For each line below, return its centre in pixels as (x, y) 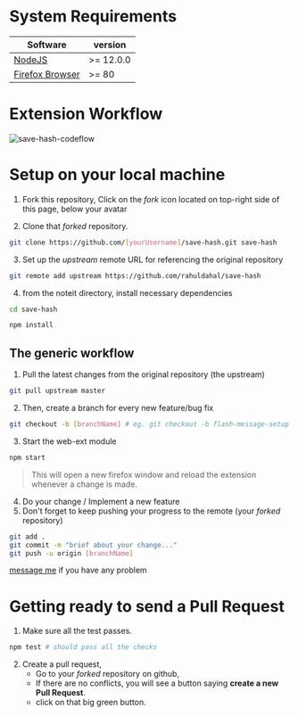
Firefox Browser (47, 74)
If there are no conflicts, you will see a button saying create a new (157, 683)
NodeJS (31, 60)
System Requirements (93, 16)
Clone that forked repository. (75, 226)
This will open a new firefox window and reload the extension (144, 474)
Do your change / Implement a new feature (101, 501)
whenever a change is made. (84, 484)
